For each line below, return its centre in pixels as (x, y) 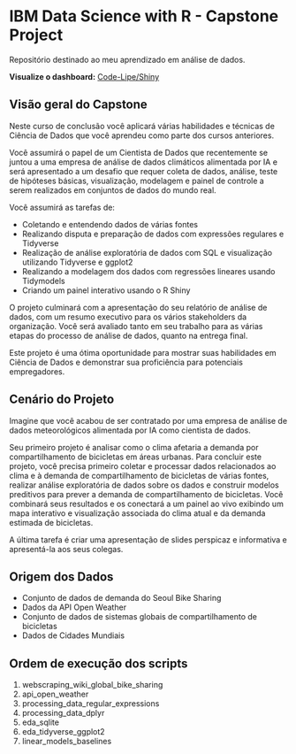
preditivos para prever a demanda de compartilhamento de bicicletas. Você (146, 494)
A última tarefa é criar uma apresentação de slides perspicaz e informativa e (148, 539)
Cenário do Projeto (62, 400)
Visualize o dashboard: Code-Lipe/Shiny (84, 76)
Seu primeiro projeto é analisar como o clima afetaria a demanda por (134, 447)
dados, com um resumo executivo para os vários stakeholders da (128, 317)
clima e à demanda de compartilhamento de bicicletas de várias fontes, (139, 475)
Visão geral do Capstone (78, 105)
